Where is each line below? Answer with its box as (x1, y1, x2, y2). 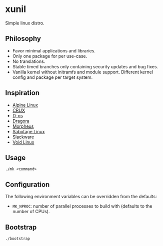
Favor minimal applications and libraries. (12, 47, 96, 53)
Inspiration (5, 89, 40, 97)
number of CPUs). (12, 209, 50, 215)
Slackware (12, 134, 34, 140)
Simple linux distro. (5, 20, 45, 26)
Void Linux (12, 139, 34, 145)
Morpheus (12, 123, 34, 129)
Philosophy (5, 34, 41, 43)
